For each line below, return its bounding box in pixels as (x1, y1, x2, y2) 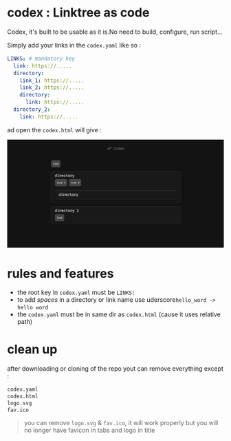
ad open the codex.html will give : (7, 125, 102, 134)
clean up (7, 342, 58, 358)
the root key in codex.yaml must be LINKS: (16, 288, 135, 297)
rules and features (7, 265, 114, 281)
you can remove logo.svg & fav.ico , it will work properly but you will (23, 419, 219, 427)
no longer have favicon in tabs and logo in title (23, 426, 155, 435)
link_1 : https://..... (19, 77, 85, 84)
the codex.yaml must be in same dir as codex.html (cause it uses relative (16, 310, 221, 318)
